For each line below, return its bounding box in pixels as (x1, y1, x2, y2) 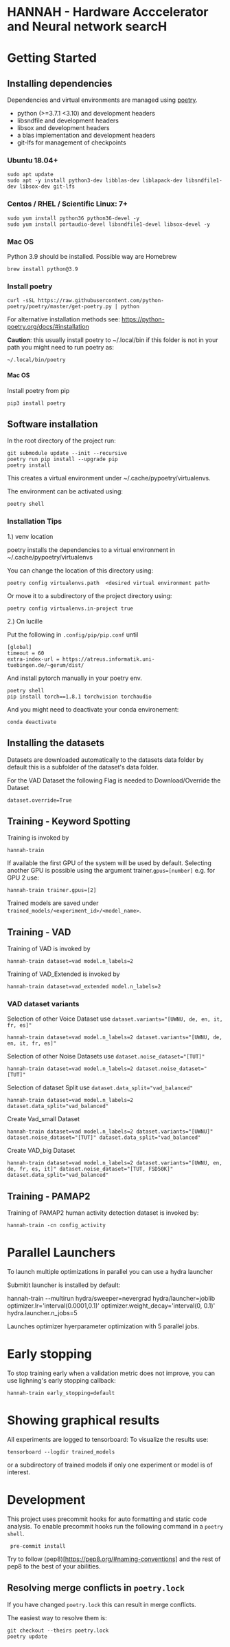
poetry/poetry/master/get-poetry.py (7, 304, 112, 310)
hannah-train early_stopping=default (7, 1390, 115, 1397)
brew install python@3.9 (7, 266, 78, 273)
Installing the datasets (7, 737, 105, 749)
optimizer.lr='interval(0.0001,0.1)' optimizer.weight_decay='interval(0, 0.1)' (7, 1301, 216, 1310)
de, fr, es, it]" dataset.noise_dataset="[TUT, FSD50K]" (7, 1166, 174, 1173)
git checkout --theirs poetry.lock (7, 1627, 109, 1634)
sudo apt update (7, 171, 54, 178)
